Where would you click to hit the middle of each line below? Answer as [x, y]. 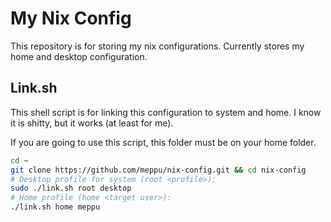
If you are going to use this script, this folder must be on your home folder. [163, 142]
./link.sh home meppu [55, 207]
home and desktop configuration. [79, 56]
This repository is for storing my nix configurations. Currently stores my [157, 46]
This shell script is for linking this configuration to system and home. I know [166, 112]
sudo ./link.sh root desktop [71, 188]
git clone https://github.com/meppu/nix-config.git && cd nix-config [158, 170]
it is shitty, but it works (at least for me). [92, 123]
